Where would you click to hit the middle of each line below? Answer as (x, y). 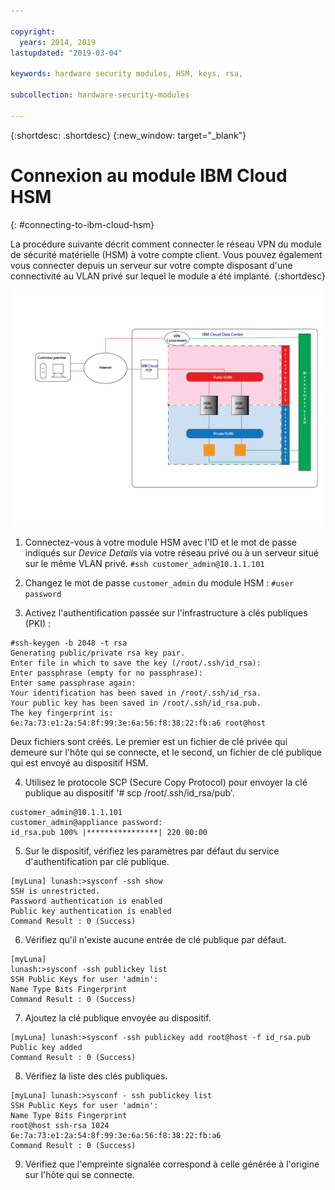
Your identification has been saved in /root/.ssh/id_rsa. (136, 693)
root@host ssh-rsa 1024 (60, 1125)
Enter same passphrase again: (73, 683)
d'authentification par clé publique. (97, 861)
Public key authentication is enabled (91, 911)
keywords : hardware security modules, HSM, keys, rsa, (127, 74)
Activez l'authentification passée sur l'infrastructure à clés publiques (166, 612)
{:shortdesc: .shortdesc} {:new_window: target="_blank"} (128, 135)
